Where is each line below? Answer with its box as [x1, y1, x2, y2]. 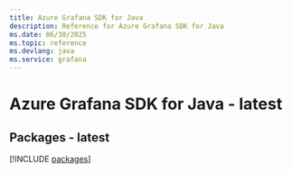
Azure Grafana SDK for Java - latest [9, 94, 283, 114]
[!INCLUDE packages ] [9, 154, 91, 164]
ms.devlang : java [9, 47, 75, 56]
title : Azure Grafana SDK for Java [9, 13, 144, 23]
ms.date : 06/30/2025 [9, 30, 88, 39]
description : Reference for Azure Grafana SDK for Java [9, 22, 224, 31]
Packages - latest [9, 130, 110, 145]
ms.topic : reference [9, 38, 88, 48]
